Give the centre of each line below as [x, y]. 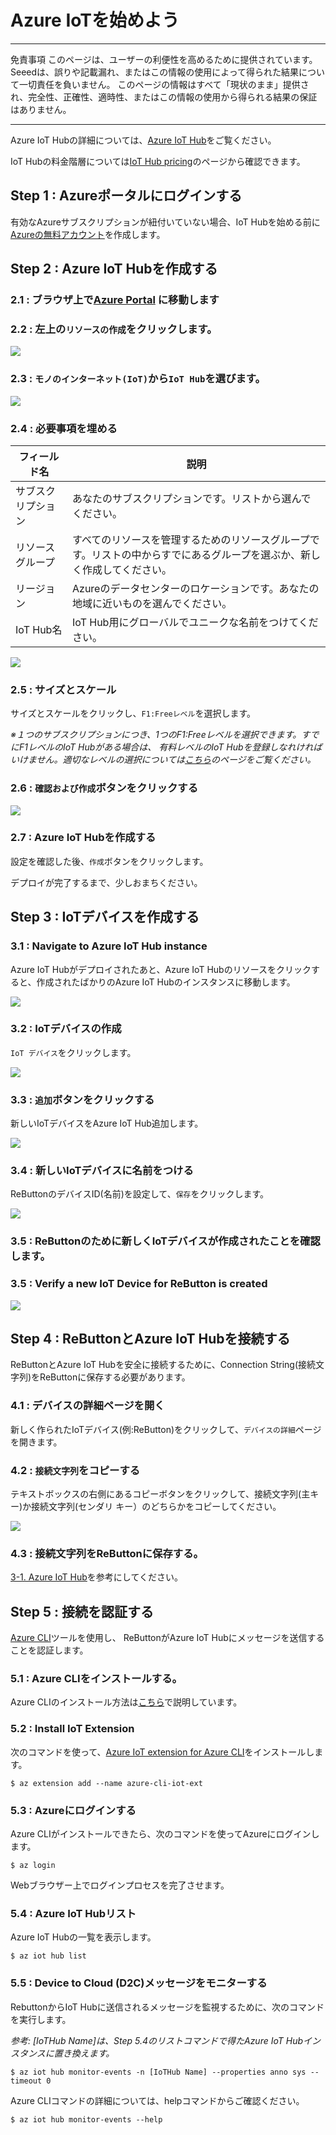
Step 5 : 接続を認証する [82, 1611]
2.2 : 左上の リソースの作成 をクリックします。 [114, 329]
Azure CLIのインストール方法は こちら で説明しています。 [126, 1702]
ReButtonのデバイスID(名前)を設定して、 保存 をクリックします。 [140, 1194]
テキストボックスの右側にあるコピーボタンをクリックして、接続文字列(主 [160, 1494]
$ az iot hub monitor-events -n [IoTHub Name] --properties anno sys [158, 2072]
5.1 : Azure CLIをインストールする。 [96, 1679]
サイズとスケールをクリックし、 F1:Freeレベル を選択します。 [133, 713]
